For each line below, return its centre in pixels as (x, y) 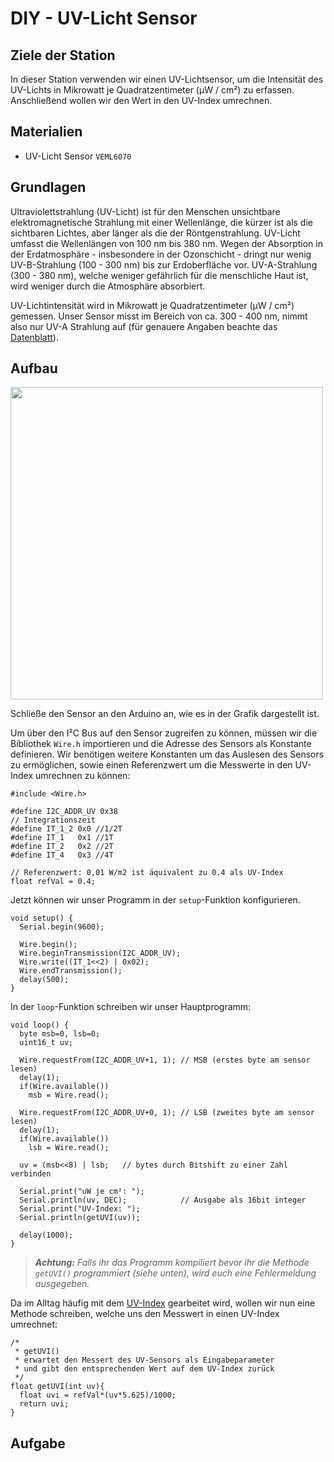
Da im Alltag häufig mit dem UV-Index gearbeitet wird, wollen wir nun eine (163, 1303)
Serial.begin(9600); (62, 927)
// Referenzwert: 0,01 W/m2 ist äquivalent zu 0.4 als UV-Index (147, 873)
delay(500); (44, 980)
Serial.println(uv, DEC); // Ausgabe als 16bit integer (163, 1200)
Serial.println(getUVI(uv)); (80, 1218)
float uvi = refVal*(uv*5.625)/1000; (98, 1395)
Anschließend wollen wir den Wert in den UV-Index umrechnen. (141, 100)
